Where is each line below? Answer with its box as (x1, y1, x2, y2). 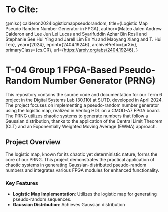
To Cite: (5, 4, 39, 15)
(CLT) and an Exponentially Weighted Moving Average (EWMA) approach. (5, 123, 157, 129)
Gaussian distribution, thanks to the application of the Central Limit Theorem (5, 118, 163, 124)
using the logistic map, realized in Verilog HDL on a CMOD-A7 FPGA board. (5, 107, 160, 113)
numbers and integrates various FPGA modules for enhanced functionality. (5, 167, 159, 173)
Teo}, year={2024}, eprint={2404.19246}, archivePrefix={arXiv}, (5, 41, 138, 47)
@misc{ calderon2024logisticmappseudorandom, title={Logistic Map (5, 20, 148, 26)
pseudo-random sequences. (12, 196, 72, 202)
